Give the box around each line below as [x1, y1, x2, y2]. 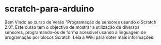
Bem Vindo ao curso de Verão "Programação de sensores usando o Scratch [4, 19, 157, 25]
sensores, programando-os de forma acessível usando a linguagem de [4, 29, 146, 35]
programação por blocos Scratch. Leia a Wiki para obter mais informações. [4, 34, 155, 40]
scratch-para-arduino [4, 3, 95, 14]
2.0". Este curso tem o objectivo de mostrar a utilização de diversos [4, 24, 140, 30]
